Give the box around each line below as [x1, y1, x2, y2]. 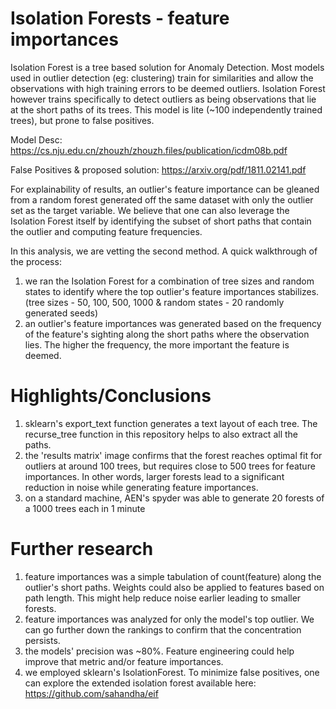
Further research [10, 538, 154, 561]
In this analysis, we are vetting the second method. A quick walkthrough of [10, 245, 318, 257]
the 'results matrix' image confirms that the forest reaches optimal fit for [24, 449, 323, 461]
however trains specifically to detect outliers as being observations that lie [10, 93, 317, 105]
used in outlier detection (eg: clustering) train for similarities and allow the [10, 72, 314, 84]
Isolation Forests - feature [10, 7, 230, 30]
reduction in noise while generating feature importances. [24, 481, 259, 493]
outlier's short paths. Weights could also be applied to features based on [24, 581, 325, 593]
